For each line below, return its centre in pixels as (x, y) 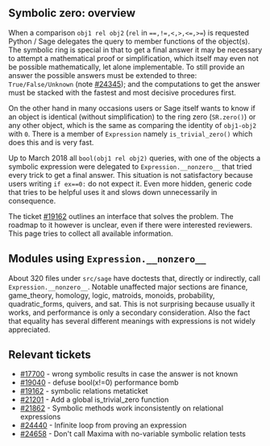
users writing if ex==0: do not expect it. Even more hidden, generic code (130, 184)
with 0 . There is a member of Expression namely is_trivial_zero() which (131, 134)
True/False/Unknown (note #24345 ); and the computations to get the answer (134, 84)
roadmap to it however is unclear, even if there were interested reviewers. (131, 225)
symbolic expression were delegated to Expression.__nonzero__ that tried (130, 166)
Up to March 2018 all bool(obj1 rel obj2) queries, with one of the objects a (135, 158)
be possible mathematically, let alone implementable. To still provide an (127, 67)
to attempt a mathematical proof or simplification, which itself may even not (134, 58)
